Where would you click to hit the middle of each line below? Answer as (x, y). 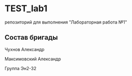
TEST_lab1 (26, 9)
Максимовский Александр (33, 59)
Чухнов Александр (25, 49)
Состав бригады (31, 38)
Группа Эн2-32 (21, 68)
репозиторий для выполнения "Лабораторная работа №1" (66, 22)
